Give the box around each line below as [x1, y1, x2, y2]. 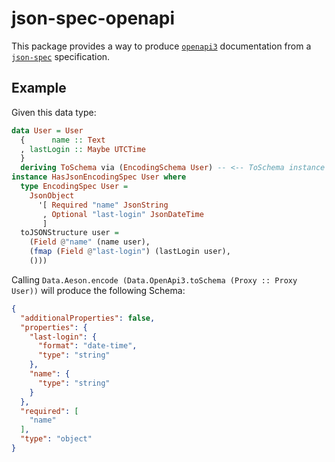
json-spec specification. [11, 50, 111, 62]
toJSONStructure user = [20, 228, 119, 238]
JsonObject [29, 190, 75, 201]
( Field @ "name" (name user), [29, 237, 151, 247]
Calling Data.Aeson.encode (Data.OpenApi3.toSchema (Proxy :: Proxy [11, 273, 298, 286]
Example [11, 80, 67, 97]
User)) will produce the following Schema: [11, 284, 186, 296]
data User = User [11, 125, 84, 136]
